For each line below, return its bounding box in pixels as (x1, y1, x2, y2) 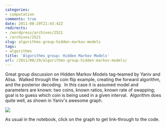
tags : (5, 44, 16, 49)
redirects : (5, 26, 28, 31)
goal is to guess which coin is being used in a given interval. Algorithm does (5, 92, 162, 98)
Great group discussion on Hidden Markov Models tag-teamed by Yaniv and (5, 71, 161, 77)
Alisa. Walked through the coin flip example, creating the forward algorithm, (5, 77, 161, 83)
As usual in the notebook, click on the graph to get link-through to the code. (5, 117, 160, 123)
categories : (5, 7, 30, 12)
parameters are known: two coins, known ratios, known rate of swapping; (5, 87, 155, 93)
